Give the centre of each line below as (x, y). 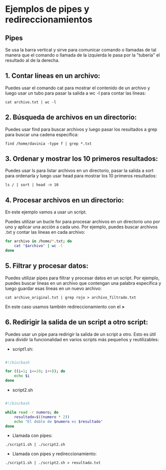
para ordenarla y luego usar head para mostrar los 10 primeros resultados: (81, 176)
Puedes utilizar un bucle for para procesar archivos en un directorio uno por (83, 222)
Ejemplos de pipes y (47, 9)
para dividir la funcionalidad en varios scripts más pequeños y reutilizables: (82, 339)
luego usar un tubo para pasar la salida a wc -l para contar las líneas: (76, 93)
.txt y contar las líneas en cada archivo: (45, 232)
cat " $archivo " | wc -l (39, 246)
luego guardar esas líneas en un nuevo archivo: (54, 288)
